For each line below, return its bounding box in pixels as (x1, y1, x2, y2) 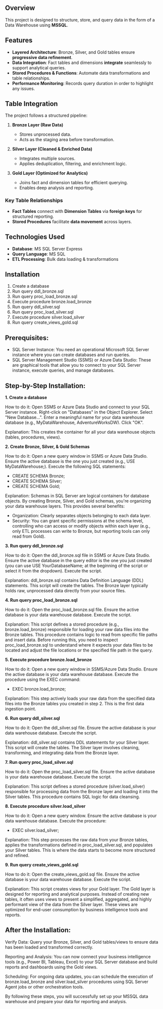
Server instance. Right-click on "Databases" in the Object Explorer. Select (5, 409, 153, 415)
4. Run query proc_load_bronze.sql (5, 597, 78, 603)
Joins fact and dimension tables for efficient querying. (19, 180, 128, 186)
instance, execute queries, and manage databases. (12, 367, 115, 373)
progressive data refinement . (12, 54, 73, 60)
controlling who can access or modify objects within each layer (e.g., (12, 523, 151, 529)
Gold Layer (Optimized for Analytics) (12, 170, 88, 176)
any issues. (12, 85, 35, 91)
